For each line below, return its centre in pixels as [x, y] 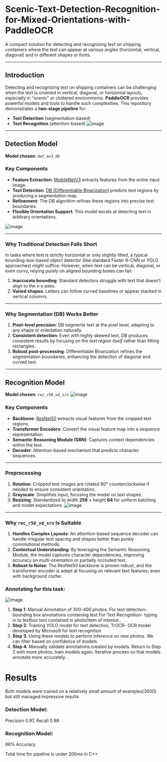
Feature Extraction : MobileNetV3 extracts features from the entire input [86, 180]
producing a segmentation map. [45, 195]
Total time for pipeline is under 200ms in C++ [52, 754]
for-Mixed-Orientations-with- [68, 20]
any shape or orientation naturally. [47, 330]
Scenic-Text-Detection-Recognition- [83, 9]
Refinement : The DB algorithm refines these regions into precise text [83, 201]
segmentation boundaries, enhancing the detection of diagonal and [81, 357]
